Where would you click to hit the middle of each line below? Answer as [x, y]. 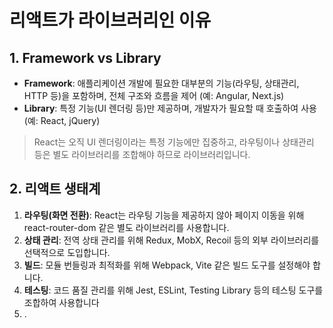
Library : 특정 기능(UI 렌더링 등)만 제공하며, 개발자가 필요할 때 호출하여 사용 [170, 108]
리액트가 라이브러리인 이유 [110, 20]
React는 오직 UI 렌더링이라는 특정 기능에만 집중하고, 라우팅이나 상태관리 [174, 142]
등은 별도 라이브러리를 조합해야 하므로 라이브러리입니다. [142, 154]
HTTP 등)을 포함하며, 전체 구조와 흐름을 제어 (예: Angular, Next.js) [154, 95]
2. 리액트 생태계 [55, 189]
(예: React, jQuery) [62, 120]
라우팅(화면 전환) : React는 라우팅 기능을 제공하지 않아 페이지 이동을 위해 [164, 215]
